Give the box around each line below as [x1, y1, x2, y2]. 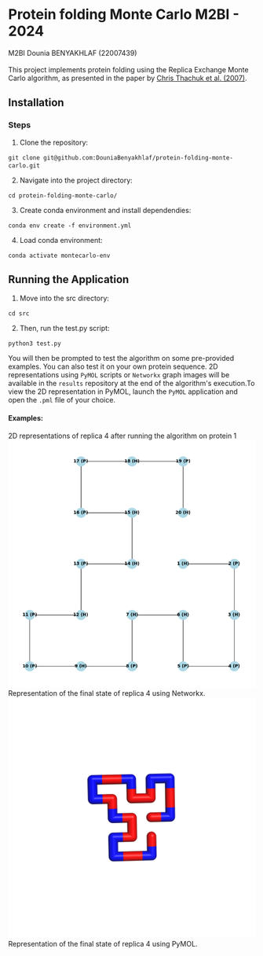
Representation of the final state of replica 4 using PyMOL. [8, 939, 198, 948]
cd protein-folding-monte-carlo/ [8, 191, 118, 200]
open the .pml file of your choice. [8, 395, 116, 405]
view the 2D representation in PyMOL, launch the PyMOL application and [8, 387, 238, 396]
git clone [8, 153, 41, 162]
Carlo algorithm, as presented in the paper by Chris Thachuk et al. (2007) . [8, 73, 247, 83]
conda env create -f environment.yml [8, 222, 132, 230]
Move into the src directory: [19, 293, 110, 303]
